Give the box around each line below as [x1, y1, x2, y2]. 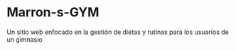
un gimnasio [6, 35, 43, 43]
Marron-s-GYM [6, 4, 100, 21]
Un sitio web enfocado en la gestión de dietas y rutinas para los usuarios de [6, 28, 229, 36]
